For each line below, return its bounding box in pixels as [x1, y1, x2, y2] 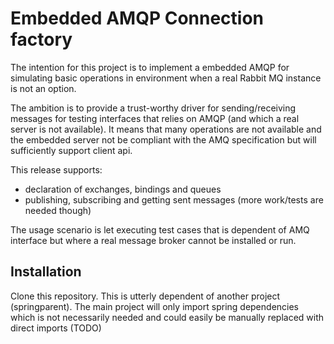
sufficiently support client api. [10, 144, 133, 156]
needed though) [24, 204, 92, 216]
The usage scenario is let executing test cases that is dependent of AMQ [10, 223, 310, 236]
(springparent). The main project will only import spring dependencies [10, 300, 300, 312]
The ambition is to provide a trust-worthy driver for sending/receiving [10, 102, 297, 114]
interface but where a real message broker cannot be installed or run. [10, 234, 297, 246]
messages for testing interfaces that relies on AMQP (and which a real [10, 112, 300, 124]
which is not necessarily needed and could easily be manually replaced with [10, 311, 325, 323]
